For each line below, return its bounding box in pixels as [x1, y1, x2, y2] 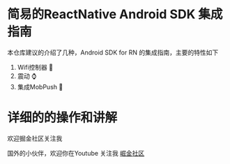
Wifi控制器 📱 [17, 63, 54, 71]
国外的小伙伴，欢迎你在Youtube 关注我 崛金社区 [7, 149, 145, 157]
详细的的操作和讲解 [7, 110, 118, 126]
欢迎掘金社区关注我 [7, 134, 63, 142]
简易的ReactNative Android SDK [7, 6, 196, 22]
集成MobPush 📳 [17, 82, 63, 91]
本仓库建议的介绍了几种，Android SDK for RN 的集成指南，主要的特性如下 [7, 48, 219, 57]
